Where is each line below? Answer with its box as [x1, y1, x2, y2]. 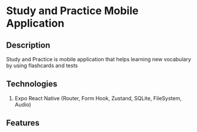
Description [6, 40, 50, 50]
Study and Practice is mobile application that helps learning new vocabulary [6, 56, 191, 62]
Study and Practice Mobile [6, 4, 139, 18]
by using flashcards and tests [6, 62, 78, 69]
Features [6, 118, 40, 128]
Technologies [6, 79, 58, 89]
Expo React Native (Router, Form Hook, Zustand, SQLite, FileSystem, [14, 94, 182, 101]
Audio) [14, 101, 31, 108]
